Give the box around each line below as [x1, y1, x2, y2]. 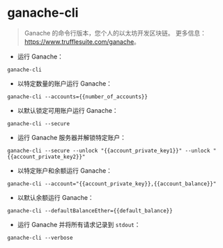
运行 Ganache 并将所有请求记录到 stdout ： [17, 220, 141, 228]
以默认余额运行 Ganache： [17, 193, 94, 201]
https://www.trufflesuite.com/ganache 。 [24, 37, 141, 46]
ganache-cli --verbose [7, 234, 73, 241]
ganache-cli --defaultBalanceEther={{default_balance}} [7, 207, 173, 214]
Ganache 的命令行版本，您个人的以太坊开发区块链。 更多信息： [24, 29, 207, 37]
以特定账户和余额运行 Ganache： [17, 166, 113, 175]
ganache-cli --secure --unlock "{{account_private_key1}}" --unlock [7, 147, 210, 154]
